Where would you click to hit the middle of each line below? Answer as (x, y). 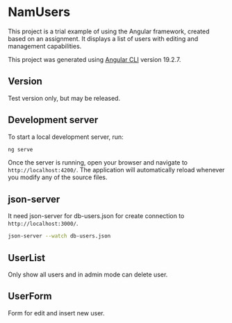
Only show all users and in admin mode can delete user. (88, 274)
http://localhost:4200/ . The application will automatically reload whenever (116, 170)
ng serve (20, 149)
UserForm (30, 296)
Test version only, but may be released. (64, 98)
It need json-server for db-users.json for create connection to (96, 216)
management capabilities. (45, 46)
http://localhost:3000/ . (43, 224)
